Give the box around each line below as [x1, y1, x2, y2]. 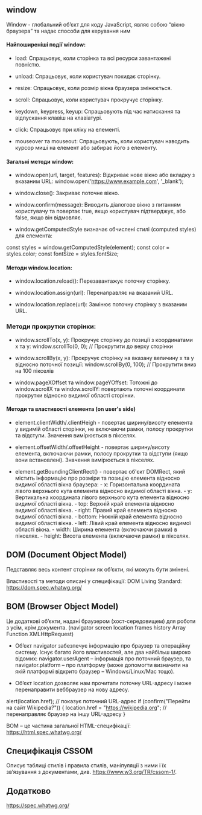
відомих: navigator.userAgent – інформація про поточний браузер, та [14, 655, 191, 662]
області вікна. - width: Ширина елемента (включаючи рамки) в [14, 526, 178, 533]
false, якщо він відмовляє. [14, 214, 83, 221]
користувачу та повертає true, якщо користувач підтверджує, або [14, 208, 186, 215]
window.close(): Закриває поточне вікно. [14, 190, 119, 197]
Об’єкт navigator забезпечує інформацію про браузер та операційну [14, 642, 191, 649]
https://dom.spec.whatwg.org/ [6, 584, 83, 591]
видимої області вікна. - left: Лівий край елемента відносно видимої [14, 519, 191, 526]
